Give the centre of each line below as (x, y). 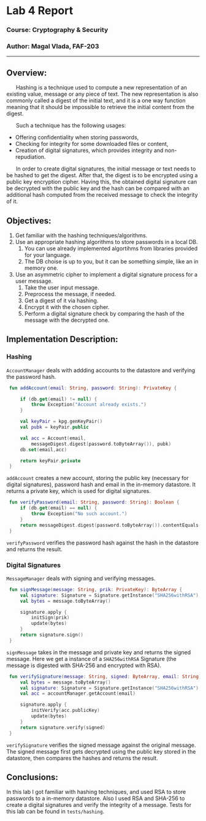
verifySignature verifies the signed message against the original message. (101, 745)
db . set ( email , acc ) (44, 449)
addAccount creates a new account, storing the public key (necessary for (97, 478)
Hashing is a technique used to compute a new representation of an (101, 88)
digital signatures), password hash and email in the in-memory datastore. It (101, 484)
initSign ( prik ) (50, 618)
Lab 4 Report (40, 11)
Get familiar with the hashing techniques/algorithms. (81, 235)
